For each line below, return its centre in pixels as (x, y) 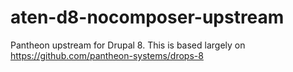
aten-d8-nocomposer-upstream (147, 17)
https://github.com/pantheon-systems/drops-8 (107, 55)
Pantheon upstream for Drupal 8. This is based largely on (128, 45)
